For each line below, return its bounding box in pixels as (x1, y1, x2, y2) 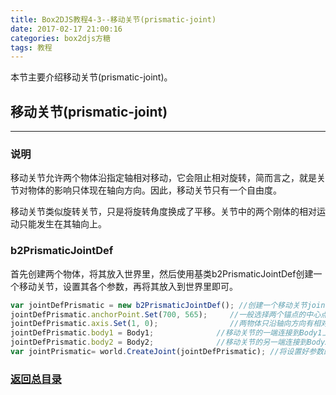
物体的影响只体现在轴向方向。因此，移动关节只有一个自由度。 (27, 184, 282, 196)
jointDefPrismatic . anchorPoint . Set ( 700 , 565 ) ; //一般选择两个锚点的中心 (10, 309, 322, 320)
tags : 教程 (10, 42, 53, 53)
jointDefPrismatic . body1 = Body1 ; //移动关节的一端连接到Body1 (10, 328, 323, 338)
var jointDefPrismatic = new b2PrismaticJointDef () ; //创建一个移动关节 (10, 300, 308, 310)
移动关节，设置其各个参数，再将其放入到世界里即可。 (18, 280, 238, 292)
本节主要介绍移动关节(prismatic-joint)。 (10, 71, 173, 83)
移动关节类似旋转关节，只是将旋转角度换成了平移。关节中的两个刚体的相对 (10, 206, 317, 218)
